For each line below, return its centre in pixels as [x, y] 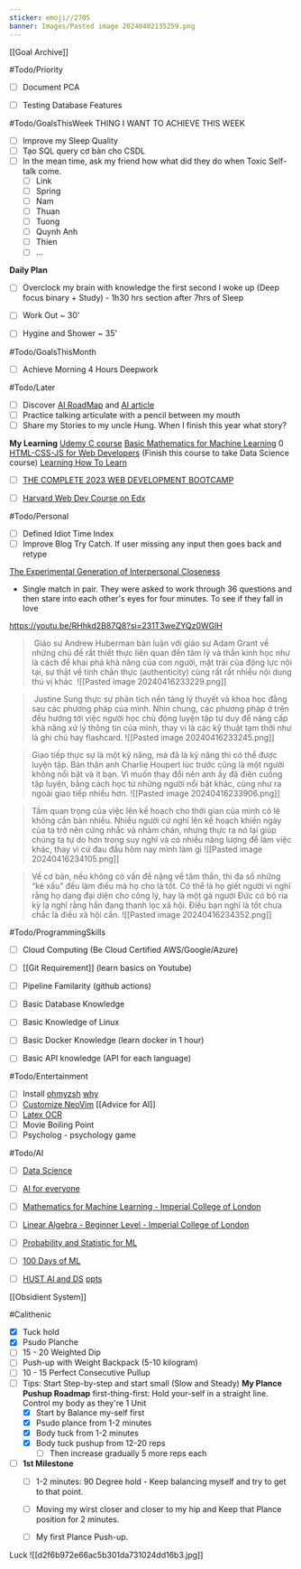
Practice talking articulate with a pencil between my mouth [131, 415]
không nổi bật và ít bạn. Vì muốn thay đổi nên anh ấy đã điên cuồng [157, 774]
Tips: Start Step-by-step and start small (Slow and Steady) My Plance [152, 1383]
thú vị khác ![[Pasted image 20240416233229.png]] [129, 682]
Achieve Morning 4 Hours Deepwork [90, 369]
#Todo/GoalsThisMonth [53, 351]
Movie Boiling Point [58, 1125]
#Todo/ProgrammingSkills [58, 932]
